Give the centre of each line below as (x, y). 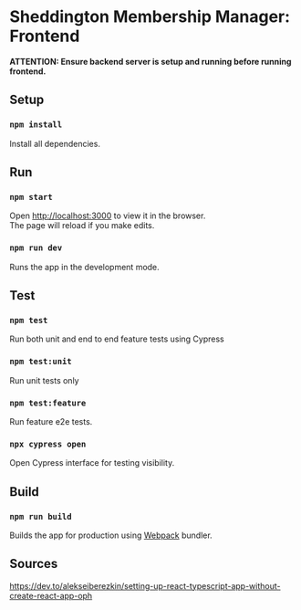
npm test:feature (48, 403)
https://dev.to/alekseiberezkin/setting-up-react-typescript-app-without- (145, 585)
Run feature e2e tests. (51, 421)
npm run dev (36, 248)
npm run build (41, 516)
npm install (36, 125)
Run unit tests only (44, 380)
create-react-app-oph (51, 595)
